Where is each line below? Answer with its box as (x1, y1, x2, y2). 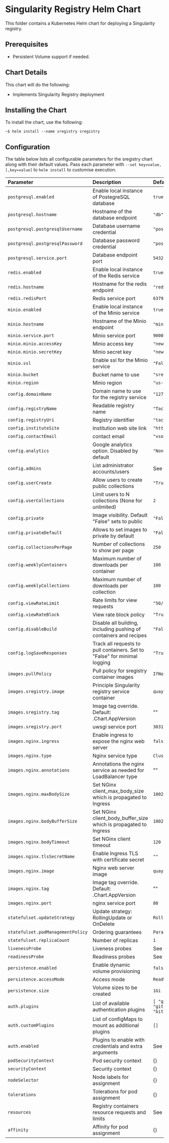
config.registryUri (8, 417, 54, 423)
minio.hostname (8, 322, 44, 327)
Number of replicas (92, 937, 138, 944)
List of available (92, 1000, 130, 1007)
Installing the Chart (5, 106, 67, 114)
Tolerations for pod (92, 1088, 138, 1095)
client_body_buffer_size (92, 815, 148, 822)
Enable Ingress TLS (92, 850, 138, 857)
